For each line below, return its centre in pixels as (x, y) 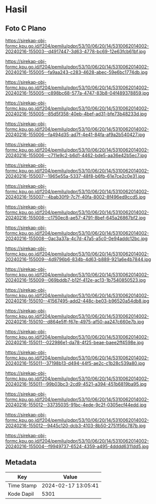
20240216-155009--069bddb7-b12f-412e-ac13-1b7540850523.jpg (76, 280)
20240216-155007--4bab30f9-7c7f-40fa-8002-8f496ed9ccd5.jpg (75, 197)
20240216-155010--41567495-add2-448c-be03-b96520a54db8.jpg (77, 301)
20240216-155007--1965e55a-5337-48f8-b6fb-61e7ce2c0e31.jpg (75, 176)
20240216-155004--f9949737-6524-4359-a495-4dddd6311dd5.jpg (77, 446)
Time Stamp (22, 486)
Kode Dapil (21, 494)
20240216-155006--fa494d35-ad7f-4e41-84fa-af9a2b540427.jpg (75, 135)
